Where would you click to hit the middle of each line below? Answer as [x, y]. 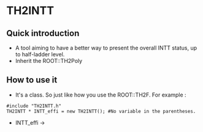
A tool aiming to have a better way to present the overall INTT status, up [106, 48]
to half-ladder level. [40, 54]
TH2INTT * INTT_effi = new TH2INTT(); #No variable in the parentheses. [101, 111]
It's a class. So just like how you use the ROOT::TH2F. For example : [101, 95]
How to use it [32, 80]
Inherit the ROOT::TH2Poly [49, 61]
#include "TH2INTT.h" [34, 106]
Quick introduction [43, 33]
